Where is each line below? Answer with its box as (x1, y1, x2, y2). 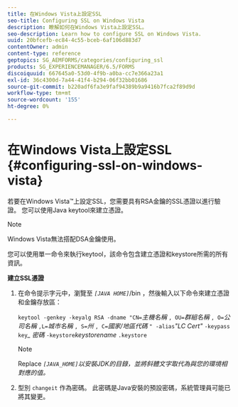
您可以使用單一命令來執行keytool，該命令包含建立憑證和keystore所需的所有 (7, 249, 229, 258)
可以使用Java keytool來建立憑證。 (27, 205, 128, 214)
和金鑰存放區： (17, 298, 62, 306)
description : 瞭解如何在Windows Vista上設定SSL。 (7, 23, 148, 31)
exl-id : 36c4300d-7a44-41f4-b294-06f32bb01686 (7, 76, 148, 84)
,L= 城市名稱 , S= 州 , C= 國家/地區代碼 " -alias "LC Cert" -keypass (38, 321, 230, 330)
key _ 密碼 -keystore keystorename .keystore (17, 330, 147, 339)
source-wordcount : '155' (7, 97, 81, 104)
